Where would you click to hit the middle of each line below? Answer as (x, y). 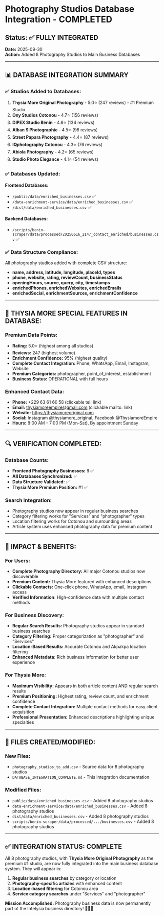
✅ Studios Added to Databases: (43, 92)
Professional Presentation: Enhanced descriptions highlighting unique (83, 717)
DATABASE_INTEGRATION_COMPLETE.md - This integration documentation (81, 777)
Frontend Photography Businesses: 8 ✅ (53, 470)
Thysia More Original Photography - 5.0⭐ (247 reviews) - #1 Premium (83, 102)
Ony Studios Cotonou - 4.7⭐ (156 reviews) (55, 115)
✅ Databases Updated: (32, 173)
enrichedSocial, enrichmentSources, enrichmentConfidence (75, 293)
